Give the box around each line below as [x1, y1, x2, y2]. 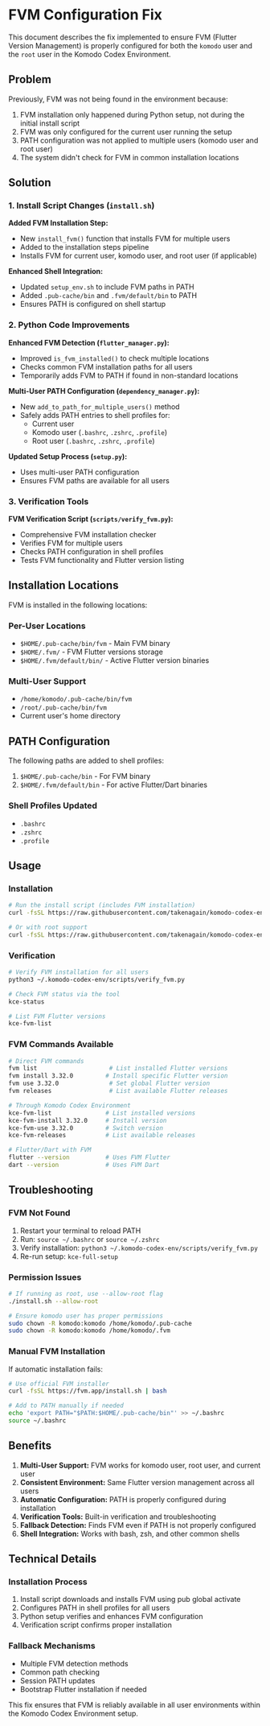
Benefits [8, 1439, 52, 1453]
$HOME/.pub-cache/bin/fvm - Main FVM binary [19, 639, 170, 648]
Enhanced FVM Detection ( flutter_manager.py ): [8, 337, 170, 347]
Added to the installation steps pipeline [19, 242, 149, 252]
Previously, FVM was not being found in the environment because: [8, 94, 228, 104]
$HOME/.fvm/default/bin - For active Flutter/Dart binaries [19, 780, 207, 790]
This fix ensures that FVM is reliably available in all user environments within [8, 1699, 261, 1709]
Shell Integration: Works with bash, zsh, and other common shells [19, 1529, 240, 1538]
